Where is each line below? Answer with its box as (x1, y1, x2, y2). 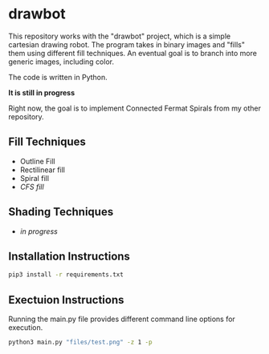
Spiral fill (19, 173, 50, 183)
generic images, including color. (8, 57, 115, 66)
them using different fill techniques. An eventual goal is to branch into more (8, 48, 257, 58)
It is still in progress (8, 87, 75, 97)
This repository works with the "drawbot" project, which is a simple (8, 31, 231, 41)
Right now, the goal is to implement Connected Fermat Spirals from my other (8, 103, 261, 113)
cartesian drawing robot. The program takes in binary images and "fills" (8, 39, 245, 49)
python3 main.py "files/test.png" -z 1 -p (8, 338, 153, 347)
